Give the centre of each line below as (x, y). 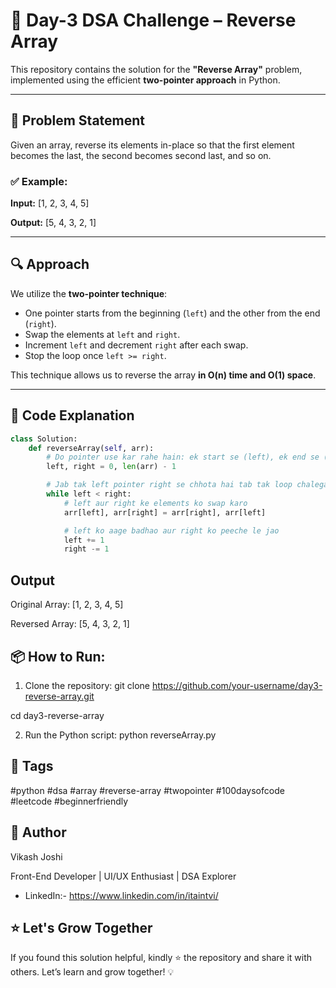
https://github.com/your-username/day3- (237, 685)
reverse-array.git (59, 696)
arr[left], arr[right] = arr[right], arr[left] (165, 512)
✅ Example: (39, 181)
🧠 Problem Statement (78, 120)
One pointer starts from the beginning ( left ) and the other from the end (172, 313)
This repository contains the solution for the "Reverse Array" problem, (156, 69)
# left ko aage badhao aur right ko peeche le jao (171, 530)
